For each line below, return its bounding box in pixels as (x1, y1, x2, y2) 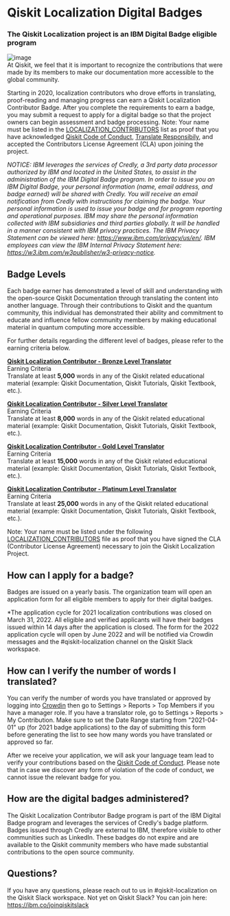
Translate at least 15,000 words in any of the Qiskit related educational (7, 457, 207, 465)
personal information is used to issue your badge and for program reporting (7, 204, 222, 213)
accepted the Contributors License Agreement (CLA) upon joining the (7, 140, 204, 149)
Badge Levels (7, 268, 67, 280)
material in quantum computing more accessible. (7, 323, 146, 332)
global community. (7, 76, 60, 84)
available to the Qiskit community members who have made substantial (7, 840, 209, 849)
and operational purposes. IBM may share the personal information (7, 212, 198, 220)
